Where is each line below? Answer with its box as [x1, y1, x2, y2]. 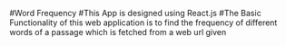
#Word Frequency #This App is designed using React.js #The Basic [9, 8, 261, 18]
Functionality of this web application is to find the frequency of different [9, 17, 278, 28]
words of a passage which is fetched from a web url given [9, 27, 227, 37]
